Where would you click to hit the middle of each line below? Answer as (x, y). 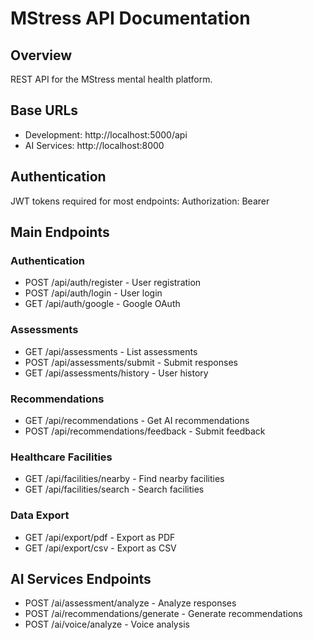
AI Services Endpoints (81, 578)
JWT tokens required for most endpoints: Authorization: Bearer (140, 201)
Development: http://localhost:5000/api (106, 134)
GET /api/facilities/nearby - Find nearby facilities (124, 479)
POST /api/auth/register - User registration (113, 283)
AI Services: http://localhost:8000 (94, 145)
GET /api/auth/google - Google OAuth (102, 304)
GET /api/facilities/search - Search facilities (114, 489)
